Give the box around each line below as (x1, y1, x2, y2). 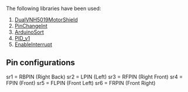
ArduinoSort (14, 29, 44, 36)
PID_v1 (14, 35, 30, 41)
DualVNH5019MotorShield (14, 16, 78, 23)
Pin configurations (6, 58, 75, 68)
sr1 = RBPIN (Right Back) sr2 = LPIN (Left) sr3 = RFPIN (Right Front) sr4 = (6, 73, 183, 80)
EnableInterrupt (14, 41, 53, 48)
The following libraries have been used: (6, 5, 101, 12)
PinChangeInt (14, 23, 48, 29)
